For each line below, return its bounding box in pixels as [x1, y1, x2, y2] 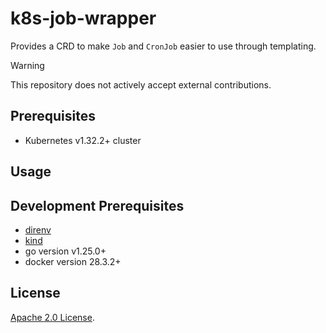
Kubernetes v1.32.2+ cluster [24, 134, 142, 146]
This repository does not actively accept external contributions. [10, 78, 272, 91]
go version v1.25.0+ [24, 245, 107, 257]
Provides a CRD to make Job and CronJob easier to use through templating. [10, 40, 317, 52]
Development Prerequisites [10, 197, 185, 214]
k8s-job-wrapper [10, 7, 157, 30]
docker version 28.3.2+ [24, 255, 122, 267]
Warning [10, 59, 45, 71]
